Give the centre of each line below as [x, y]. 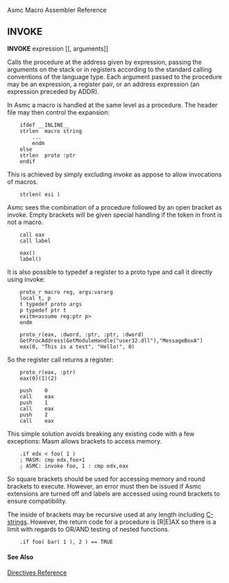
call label [35, 241]
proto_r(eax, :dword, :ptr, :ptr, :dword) [82, 335]
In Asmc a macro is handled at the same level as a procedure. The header [112, 105]
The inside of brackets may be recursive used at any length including [106, 514]
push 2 [34, 415]
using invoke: [26, 279]
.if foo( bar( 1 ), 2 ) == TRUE [66, 542]
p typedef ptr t [43, 310]
